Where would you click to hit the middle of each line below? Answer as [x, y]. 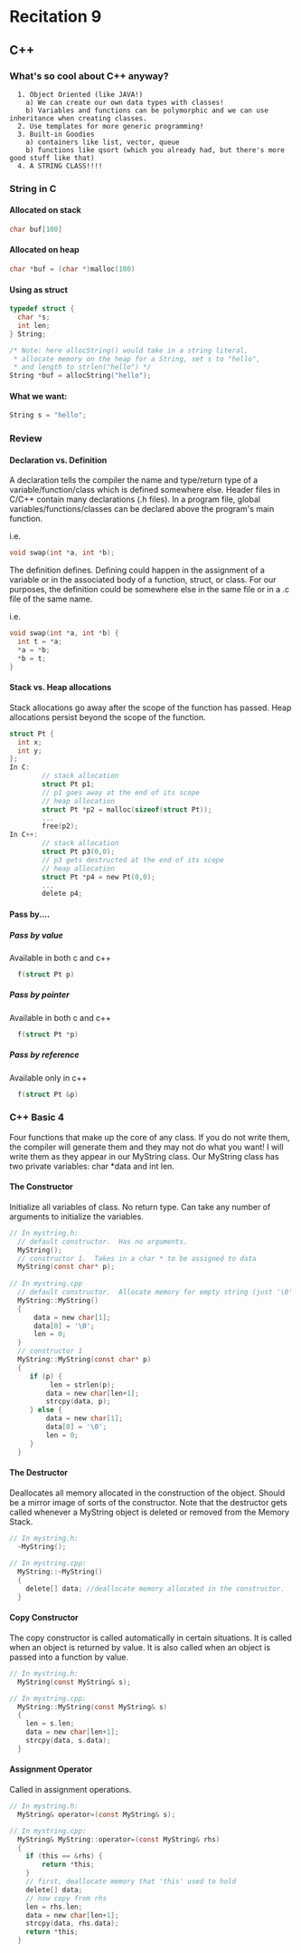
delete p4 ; [62, 894]
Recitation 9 [56, 17]
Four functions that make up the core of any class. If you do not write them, [150, 1137]
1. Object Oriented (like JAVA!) [80, 94]
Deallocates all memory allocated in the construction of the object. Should [147, 1493]
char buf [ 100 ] [36, 229]
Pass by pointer [39, 995]
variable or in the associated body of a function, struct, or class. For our [143, 580]
